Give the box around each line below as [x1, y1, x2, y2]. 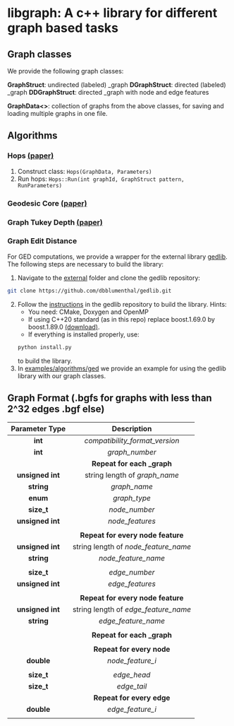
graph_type [112, 493, 152, 503]
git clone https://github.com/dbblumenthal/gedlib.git [7, 287, 172, 294]
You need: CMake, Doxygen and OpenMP [27, 308, 149, 316]
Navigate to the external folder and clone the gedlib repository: [17, 274, 201, 282]
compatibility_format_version [84, 436, 180, 446]
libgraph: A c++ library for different [7, 5, 218, 21]
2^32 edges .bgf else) [7, 403, 105, 415]
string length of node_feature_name [73, 542, 192, 552]
